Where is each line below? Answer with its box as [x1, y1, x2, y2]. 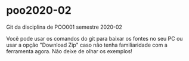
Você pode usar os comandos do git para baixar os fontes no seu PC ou [6, 35, 183, 42]
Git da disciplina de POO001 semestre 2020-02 [6, 23, 122, 30]
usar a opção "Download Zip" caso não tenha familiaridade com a [6, 41, 168, 48]
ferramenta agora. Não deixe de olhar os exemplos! [6, 47, 132, 54]
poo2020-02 [6, 4, 72, 17]
